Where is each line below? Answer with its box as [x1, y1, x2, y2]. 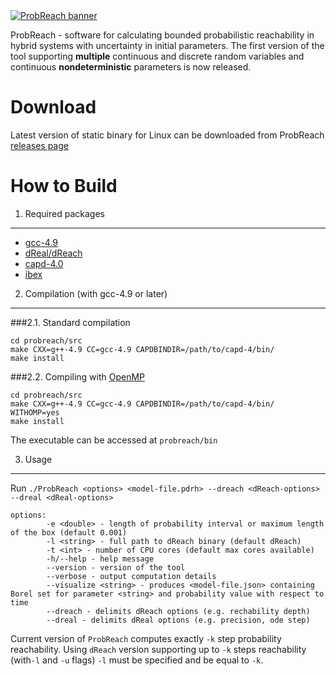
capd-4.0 [24, 257, 64, 269]
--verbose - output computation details [46, 571, 217, 581]
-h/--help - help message [46, 554, 155, 564]
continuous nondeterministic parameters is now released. [10, 61, 252, 73]
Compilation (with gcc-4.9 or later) [24, 287, 168, 299]
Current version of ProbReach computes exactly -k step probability [10, 632, 282, 644]
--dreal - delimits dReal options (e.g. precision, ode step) [46, 615, 311, 625]
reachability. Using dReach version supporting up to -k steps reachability [10, 643, 307, 655]
